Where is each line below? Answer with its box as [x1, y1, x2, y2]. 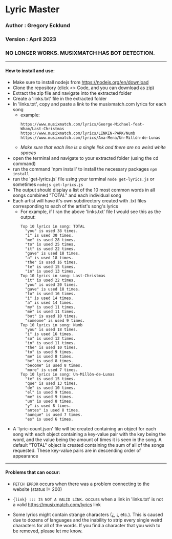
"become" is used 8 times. [25, 363, 83, 368]
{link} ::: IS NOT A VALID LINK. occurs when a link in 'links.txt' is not [12, 496, 163, 502]
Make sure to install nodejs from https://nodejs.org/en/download [12, 79, 149, 85]
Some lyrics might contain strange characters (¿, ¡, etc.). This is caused [12, 511, 163, 517]
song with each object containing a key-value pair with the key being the [12, 431, 166, 437]
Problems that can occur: [5, 469, 60, 475]
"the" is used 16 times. [25, 260, 78, 265]
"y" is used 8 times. [25, 403, 72, 408]
